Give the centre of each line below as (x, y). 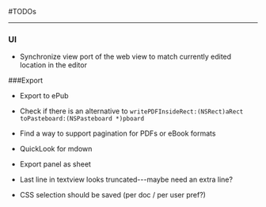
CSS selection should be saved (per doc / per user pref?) (112, 195)
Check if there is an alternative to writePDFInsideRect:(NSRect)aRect (131, 111)
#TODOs (23, 11)
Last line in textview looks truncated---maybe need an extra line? (126, 180)
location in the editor (53, 65)
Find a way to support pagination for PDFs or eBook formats (118, 133)
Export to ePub (44, 96)
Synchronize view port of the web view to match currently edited (125, 57)
